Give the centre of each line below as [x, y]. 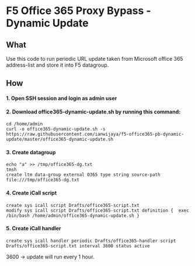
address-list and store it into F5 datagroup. [58, 65]
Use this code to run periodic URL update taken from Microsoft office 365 [95, 59]
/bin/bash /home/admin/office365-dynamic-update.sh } [73, 215]
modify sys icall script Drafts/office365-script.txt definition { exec [98, 210]
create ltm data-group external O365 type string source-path [83, 175]
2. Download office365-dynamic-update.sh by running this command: [93, 112]
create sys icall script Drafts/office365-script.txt [73, 205]
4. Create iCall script [32, 193]
